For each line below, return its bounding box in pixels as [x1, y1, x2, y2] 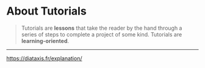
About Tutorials [6, 4, 87, 18]
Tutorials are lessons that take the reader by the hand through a [21, 24, 182, 32]
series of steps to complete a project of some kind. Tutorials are [21, 30, 182, 38]
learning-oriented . [21, 37, 70, 44]
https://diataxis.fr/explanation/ [6, 55, 82, 62]
